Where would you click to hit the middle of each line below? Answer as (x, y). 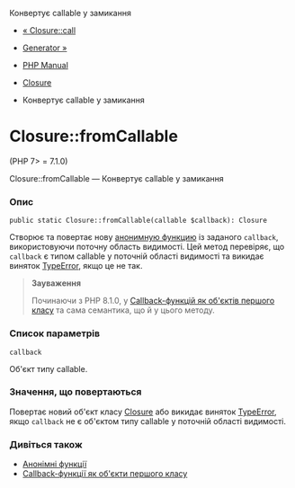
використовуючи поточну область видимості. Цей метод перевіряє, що (147, 247)
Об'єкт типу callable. (49, 368)
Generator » (45, 48)
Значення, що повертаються (76, 392)
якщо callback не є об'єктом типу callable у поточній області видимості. (147, 421)
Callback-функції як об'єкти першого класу (105, 474)
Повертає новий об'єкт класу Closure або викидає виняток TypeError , (143, 412)
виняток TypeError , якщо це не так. (76, 266)
